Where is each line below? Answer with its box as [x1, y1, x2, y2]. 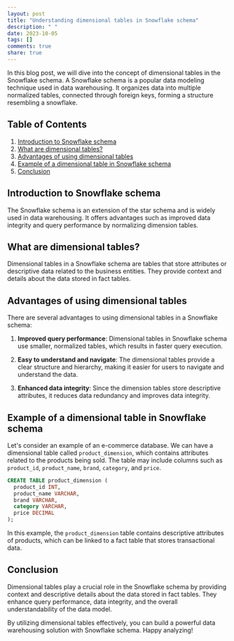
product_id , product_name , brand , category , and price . [7, 463, 161, 471]
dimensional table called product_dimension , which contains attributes [7, 448, 209, 457]
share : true [7, 50, 42, 57]
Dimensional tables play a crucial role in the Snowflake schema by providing [7, 582, 227, 591]
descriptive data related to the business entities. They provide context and [7, 267, 222, 275]
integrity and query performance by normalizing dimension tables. [7, 221, 198, 229]
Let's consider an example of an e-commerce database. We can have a [7, 441, 214, 449]
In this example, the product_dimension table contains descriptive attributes [7, 529, 224, 537]
